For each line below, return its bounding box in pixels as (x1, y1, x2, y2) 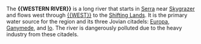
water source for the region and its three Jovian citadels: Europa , (6, 18, 170, 25)
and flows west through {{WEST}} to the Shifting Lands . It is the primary (6, 11, 188, 19)
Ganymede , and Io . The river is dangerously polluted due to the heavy (6, 24, 182, 31)
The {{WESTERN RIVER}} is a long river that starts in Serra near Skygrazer (6, 5, 196, 12)
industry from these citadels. (6, 31, 79, 38)
